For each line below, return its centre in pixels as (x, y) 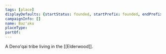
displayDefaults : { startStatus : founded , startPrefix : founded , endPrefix (84, 14)
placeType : (16, 28)
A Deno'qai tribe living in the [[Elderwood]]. (49, 46)
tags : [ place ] (20, 10)
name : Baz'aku (20, 23)
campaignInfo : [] (23, 19)
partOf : (13, 32)
